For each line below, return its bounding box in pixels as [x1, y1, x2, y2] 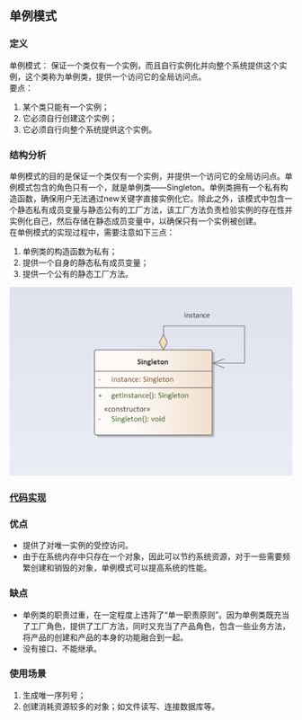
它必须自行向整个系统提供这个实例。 [22, 124, 157, 135]
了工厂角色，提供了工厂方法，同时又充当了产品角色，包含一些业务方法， [22, 620, 290, 631]
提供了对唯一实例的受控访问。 [22, 540, 133, 551]
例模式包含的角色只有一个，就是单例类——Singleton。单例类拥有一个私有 [9, 182, 280, 192]
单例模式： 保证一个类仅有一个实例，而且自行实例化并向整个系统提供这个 [9, 59, 280, 70]
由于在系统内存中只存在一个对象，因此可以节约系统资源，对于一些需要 [22, 551, 283, 562]
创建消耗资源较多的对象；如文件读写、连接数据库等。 [22, 700, 220, 712]
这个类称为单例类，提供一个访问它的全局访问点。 [24, 71, 207, 82]
